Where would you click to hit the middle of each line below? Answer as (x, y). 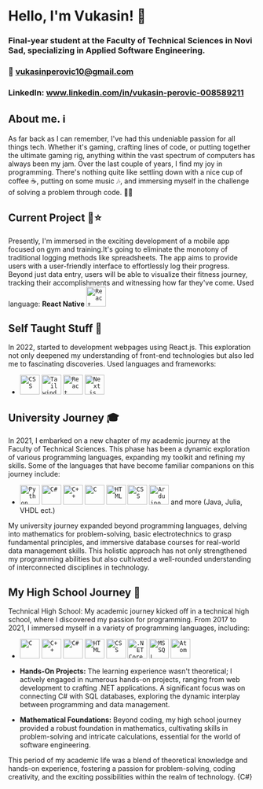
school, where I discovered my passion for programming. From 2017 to (122, 620)
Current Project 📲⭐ (55, 218)
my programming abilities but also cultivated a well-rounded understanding (130, 559)
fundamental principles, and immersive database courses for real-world (124, 543)
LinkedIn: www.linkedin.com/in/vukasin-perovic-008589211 (126, 92)
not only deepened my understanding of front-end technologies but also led (131, 356)
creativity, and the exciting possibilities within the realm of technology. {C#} (130, 777)
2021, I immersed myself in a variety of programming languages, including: (129, 628)
